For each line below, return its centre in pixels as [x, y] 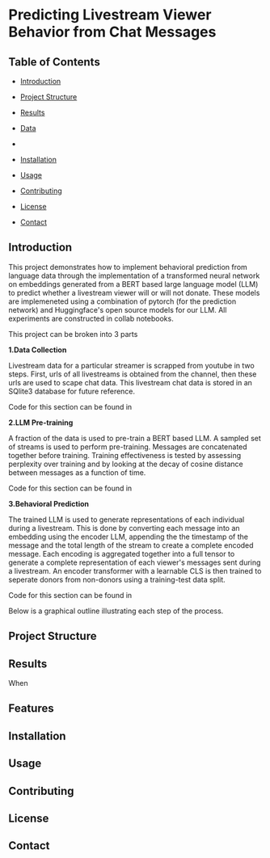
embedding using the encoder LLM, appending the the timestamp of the [129, 536]
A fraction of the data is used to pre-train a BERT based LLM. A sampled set [135, 438]
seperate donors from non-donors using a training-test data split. [117, 579]
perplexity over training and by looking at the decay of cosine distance [126, 464]
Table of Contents [55, 62]
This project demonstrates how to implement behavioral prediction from [128, 267]
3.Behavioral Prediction [49, 503]
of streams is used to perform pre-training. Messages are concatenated [128, 447]
